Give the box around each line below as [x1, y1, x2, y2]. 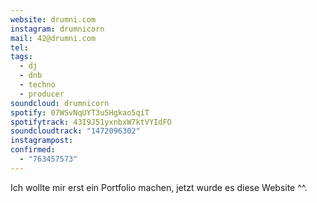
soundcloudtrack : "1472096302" [10, 126, 141, 136]
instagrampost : [10, 136, 74, 146]
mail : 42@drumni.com [10, 33, 97, 43]
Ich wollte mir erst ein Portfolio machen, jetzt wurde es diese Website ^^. [10, 181, 308, 193]
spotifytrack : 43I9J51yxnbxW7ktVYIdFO [10, 117, 172, 127]
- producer [19, 89, 65, 99]
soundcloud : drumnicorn [10, 98, 110, 108]
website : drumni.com [10, 14, 97, 25]
